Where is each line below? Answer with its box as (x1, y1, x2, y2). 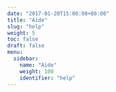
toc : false (7, 36, 39, 43)
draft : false (7, 42, 45, 49)
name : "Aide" (19, 62, 57, 68)
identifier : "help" (19, 74, 76, 82)
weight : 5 (7, 29, 36, 37)
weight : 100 (19, 68, 54, 75)
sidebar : (13, 55, 39, 62)
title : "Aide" (7, 17, 48, 24)
